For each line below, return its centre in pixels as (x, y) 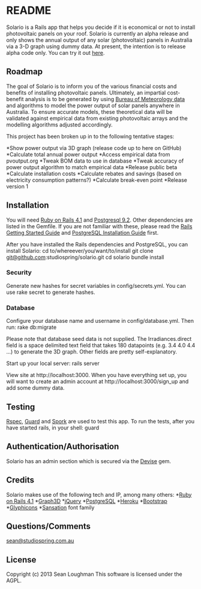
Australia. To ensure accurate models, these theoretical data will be (89, 111)
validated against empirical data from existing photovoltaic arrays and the (97, 118)
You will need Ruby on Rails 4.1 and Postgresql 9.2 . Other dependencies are (100, 220)
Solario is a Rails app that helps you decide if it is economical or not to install (101, 27)
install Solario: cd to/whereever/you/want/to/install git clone (80, 251)
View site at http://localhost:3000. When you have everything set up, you (97, 375)
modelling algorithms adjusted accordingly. (59, 125)
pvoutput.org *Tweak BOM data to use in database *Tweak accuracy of (95, 161)
